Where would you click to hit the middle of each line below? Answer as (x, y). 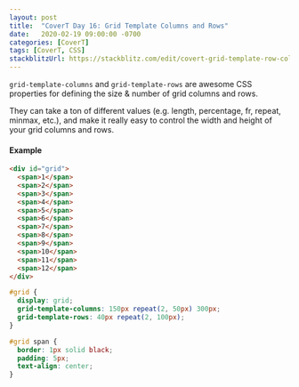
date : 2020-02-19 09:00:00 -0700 (75, 34)
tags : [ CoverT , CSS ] (48, 51)
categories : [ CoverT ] (49, 42)
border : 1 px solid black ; (65, 350)
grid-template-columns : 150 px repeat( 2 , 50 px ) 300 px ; (119, 309)
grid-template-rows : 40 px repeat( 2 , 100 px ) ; (101, 318)
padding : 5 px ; (43, 358)
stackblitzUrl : (37, 59)
